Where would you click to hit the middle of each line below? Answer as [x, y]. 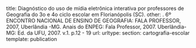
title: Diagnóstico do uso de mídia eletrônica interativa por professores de [95, 8]
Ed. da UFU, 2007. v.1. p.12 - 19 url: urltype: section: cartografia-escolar [104, 33]
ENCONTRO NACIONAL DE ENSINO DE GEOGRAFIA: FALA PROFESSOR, [94, 21]
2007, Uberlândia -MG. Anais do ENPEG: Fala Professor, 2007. [81, 27]
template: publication [32, 39]
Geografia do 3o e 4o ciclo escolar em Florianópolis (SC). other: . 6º [89, 14]
